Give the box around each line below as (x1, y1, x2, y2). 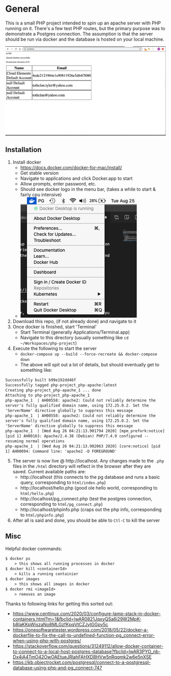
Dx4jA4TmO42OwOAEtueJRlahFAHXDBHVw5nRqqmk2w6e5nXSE (12, 654, 152, 660)
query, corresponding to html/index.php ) (20, 479, 106, 485)
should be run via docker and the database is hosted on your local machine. (5, 36, 164, 42)
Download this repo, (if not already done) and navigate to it (12, 318, 136, 324)
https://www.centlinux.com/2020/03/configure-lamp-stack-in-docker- (12, 610, 161, 616)
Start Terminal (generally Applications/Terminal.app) (20, 329, 130, 335)
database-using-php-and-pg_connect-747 (12, 664, 102, 670)
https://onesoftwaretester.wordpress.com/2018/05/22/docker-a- (12, 627, 149, 633)
